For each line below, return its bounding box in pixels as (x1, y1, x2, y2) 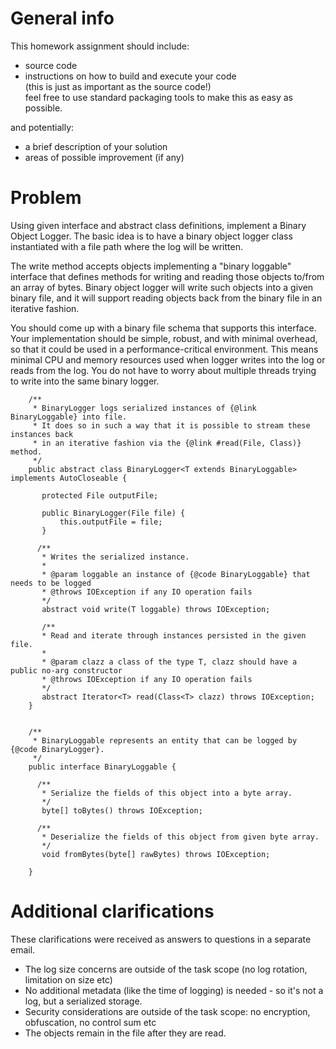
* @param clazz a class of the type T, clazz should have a (41, 657, 298, 667)
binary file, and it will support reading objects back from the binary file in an (10, 292, 323, 304)
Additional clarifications (10, 900, 215, 923)
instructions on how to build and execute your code (24, 70, 237, 82)
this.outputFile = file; (59, 517, 163, 527)
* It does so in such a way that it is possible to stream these (32, 420, 311, 431)
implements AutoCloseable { (10, 473, 128, 483)
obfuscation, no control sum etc (24, 1016, 157, 1028)
